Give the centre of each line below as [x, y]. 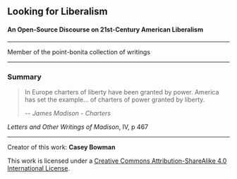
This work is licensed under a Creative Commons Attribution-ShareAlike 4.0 [117, 161]
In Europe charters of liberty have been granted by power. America [122, 92]
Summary [25, 77]
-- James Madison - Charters [68, 113]
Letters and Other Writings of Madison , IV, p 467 [78, 127]
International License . [39, 168]
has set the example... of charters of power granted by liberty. [115, 99]
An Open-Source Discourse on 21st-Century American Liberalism [105, 29]
